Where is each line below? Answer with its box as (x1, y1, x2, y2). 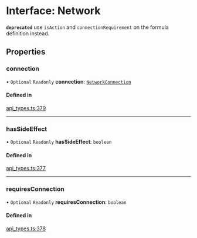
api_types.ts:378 (6, 225, 46, 232)
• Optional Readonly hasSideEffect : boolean (6, 138, 112, 146)
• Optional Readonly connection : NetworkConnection (6, 78, 131, 85)
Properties (6, 47, 46, 57)
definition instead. (6, 29, 50, 37)
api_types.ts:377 (6, 165, 46, 172)
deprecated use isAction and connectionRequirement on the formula (6, 24, 169, 31)
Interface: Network (6, 4, 101, 18)
